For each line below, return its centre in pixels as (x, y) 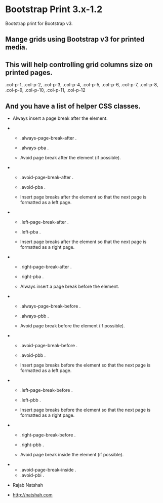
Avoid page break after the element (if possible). (70, 157)
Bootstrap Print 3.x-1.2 (54, 9)
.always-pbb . (34, 316)
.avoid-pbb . (33, 355)
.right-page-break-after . (46, 266)
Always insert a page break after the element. (60, 118)
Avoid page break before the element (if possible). (72, 325)
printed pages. (29, 72)
